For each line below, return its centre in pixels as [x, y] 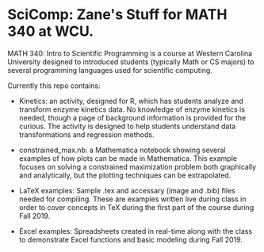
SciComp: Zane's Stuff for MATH [117, 15]
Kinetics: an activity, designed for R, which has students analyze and [131, 101]
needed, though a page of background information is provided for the [132, 117]
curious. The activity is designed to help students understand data [127, 126]
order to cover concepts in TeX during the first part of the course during [136, 207]
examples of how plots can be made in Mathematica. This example [128, 158]
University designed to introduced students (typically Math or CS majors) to [131, 62]
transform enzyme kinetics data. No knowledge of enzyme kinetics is [132, 109]
